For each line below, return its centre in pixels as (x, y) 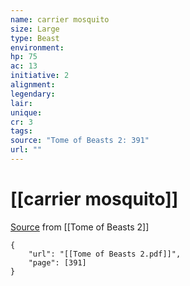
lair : (21, 103)
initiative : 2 (40, 76)
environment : (37, 47)
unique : (26, 112)
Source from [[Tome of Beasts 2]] (80, 227)
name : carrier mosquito (60, 19)
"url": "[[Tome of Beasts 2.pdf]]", (105, 254)
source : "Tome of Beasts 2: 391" (80, 141)
